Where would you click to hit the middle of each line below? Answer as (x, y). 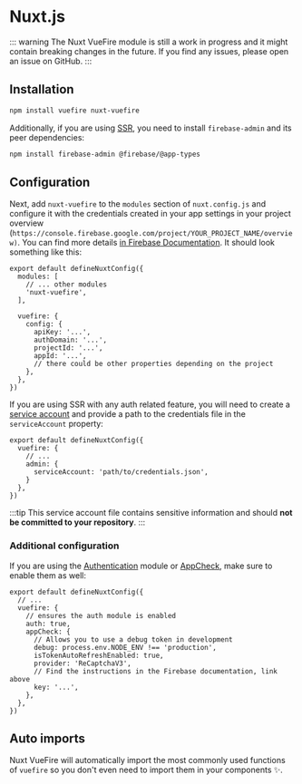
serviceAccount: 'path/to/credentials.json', (121, 472)
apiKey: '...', (62, 333)
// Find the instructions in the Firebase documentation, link (156, 671)
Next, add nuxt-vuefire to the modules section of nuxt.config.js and (137, 204)
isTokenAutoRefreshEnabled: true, (99, 655)
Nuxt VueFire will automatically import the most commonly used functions (147, 760)
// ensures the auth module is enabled (101, 615)
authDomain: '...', (70, 340)
